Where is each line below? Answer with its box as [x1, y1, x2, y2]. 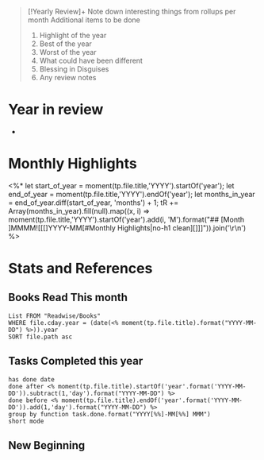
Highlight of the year [39, 31, 107, 40]
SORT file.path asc [8, 333, 73, 341]
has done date [8, 375, 55, 384]
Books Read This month [8, 291, 128, 304]
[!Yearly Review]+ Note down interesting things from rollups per [27, 7, 236, 16]
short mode [8, 417, 44, 425]
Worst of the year [39, 48, 97, 56]
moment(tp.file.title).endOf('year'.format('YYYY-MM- [61, 396, 243, 404]
